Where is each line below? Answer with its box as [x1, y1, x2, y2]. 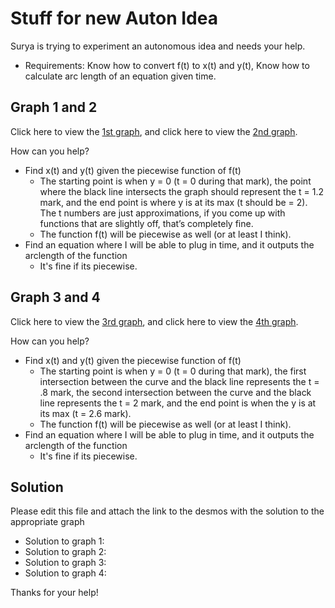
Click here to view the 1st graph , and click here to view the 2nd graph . [10, 125, 298, 137]
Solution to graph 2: [24, 546, 107, 558]
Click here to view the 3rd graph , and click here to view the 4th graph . [10, 315, 299, 327]
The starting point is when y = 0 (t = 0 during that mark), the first [39, 365, 307, 377]
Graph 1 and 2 [10, 99, 98, 116]
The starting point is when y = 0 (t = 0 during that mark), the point [39, 175, 312, 187]
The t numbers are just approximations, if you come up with [39, 207, 286, 219]
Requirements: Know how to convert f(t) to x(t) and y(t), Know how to [24, 59, 310, 71]
